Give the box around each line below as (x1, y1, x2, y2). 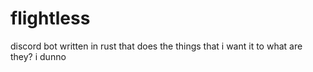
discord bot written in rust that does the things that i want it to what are (10, 40, 303, 52)
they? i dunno (10, 50, 67, 62)
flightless (10, 7, 91, 30)
